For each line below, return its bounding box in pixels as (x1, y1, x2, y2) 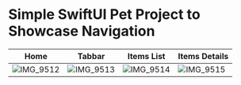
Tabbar (77, 50, 105, 61)
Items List (127, 50, 166, 61)
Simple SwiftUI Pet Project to (8, 6, 201, 24)
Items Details (178, 50, 229, 61)
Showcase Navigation (8, 22, 155, 40)
